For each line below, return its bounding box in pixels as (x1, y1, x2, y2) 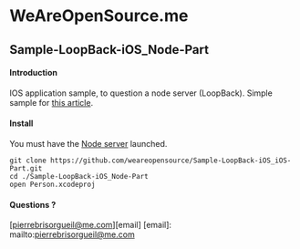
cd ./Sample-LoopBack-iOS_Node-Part (9, 171, 149, 181)
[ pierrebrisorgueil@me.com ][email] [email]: (9, 220, 171, 231)
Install (9, 118, 34, 129)
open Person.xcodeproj (9, 180, 96, 189)
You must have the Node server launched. (9, 138, 168, 149)
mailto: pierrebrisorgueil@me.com (9, 229, 135, 240)
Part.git (9, 163, 43, 173)
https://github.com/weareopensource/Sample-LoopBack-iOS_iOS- (49, 156, 292, 165)
